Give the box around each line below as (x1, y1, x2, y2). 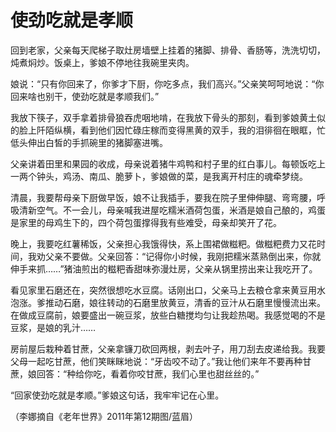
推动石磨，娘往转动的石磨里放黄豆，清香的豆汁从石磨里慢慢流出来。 (44, 296, 326, 308)
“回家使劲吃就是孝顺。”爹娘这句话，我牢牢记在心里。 (10, 389, 225, 401)
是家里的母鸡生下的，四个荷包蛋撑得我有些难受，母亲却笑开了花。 (10, 216, 282, 228)
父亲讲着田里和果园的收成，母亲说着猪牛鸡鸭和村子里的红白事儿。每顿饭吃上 (10, 157, 326, 170)
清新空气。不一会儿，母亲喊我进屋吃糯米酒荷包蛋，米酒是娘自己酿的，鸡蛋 (18, 204, 326, 216)
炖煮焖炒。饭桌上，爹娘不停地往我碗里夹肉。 (10, 56, 195, 68)
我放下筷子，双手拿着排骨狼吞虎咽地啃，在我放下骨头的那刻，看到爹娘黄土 (10, 111, 317, 123)
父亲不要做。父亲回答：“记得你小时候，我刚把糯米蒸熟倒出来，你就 (44, 250, 322, 262)
